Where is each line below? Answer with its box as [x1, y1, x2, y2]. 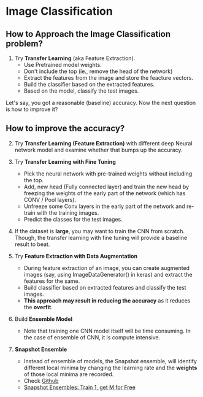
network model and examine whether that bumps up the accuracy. [14, 146, 183, 153]
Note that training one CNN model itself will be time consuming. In [23, 327, 191, 334]
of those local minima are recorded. [23, 370, 114, 378]
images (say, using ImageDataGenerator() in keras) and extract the [23, 271, 193, 278]
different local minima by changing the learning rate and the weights [23, 364, 197, 371]
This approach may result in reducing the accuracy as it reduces [23, 296, 191, 304]
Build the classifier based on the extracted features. [23, 81, 155, 88]
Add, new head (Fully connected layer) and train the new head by [23, 183, 190, 190]
